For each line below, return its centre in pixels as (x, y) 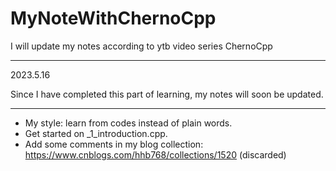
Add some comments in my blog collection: (114, 144)
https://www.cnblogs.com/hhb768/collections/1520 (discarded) (155, 154)
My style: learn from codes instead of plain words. (128, 123)
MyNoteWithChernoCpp (113, 18)
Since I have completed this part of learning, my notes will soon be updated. (167, 94)
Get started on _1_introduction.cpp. (96, 133)
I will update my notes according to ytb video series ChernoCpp (141, 46)
